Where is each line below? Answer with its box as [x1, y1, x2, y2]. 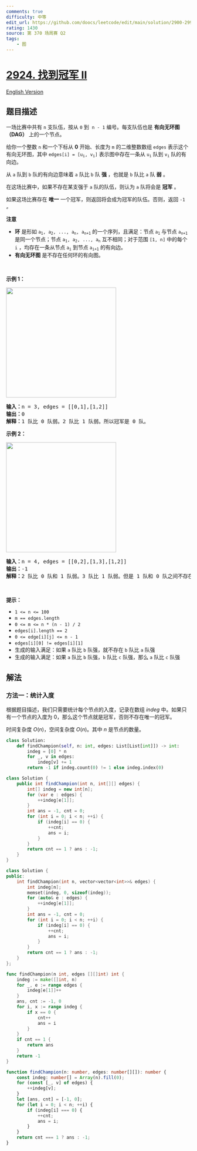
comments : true [6, 8, 43, 15]
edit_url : [6, 19, 30, 25]
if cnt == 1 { [16, 1037, 51, 1042]
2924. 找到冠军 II [6, 69, 87, 82]
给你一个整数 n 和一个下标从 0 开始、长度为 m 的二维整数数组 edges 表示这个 [6, 143, 189, 150]
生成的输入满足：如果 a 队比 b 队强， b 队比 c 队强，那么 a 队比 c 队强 [14, 654, 181, 661]
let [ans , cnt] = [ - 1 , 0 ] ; [16, 1096, 83, 1102]
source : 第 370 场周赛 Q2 [6, 31, 66, 36]
